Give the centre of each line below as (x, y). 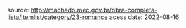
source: (18, 10)
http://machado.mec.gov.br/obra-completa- (94, 10)
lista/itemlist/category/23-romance (58, 17)
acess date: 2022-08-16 (144, 17)
